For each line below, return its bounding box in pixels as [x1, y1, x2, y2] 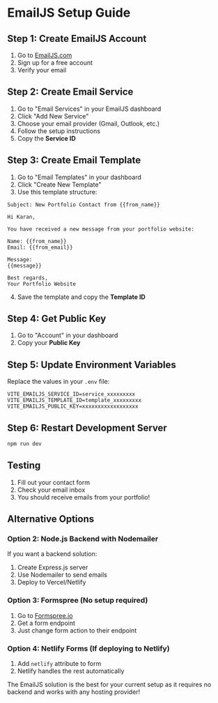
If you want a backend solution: [7, 550, 98, 558]
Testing [7, 460, 41, 472]
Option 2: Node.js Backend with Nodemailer [7, 534, 159, 544]
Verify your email [17, 66, 67, 74]
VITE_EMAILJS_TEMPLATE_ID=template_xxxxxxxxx [7, 397, 141, 404]
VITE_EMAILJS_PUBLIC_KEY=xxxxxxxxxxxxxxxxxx [7, 403, 139, 410]
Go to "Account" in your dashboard [17, 331, 118, 339]
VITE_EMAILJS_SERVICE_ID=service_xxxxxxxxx [7, 391, 136, 398]
